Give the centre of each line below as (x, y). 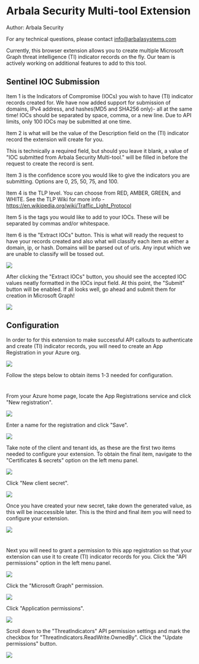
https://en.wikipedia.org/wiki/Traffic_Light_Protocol (69, 205)
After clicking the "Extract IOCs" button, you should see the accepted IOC (97, 276)
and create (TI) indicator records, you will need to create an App (85, 346)
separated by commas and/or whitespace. (58, 223)
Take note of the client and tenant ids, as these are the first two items (91, 447)
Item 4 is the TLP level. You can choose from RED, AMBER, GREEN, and (94, 193)
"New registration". (29, 402)
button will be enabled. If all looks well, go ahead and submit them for (91, 289)
